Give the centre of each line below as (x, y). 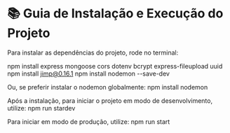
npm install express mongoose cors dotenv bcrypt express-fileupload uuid (115, 66)
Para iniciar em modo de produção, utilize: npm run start (89, 121)
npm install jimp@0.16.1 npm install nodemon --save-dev (89, 73)
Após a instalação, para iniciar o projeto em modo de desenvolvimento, (110, 100)
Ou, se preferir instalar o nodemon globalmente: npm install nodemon (108, 87)
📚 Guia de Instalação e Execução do (115, 14)
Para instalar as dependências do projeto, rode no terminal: (93, 52)
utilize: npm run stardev (41, 108)
